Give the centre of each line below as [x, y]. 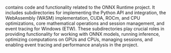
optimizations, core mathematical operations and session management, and [85, 23]
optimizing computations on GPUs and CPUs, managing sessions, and [79, 39]
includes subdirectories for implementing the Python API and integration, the [86, 13]
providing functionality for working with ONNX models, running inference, [83, 34]
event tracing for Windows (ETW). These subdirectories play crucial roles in [85, 29]
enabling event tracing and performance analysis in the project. [72, 45]
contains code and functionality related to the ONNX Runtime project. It [80, 7]
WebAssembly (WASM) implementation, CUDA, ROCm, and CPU [73, 18]
